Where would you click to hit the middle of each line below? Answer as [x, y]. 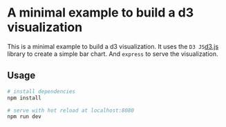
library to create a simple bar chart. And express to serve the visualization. [113, 54]
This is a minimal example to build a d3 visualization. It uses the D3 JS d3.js [113, 46]
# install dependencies [41, 91]
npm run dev [24, 117]
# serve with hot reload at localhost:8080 [71, 110]
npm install [24, 98]
